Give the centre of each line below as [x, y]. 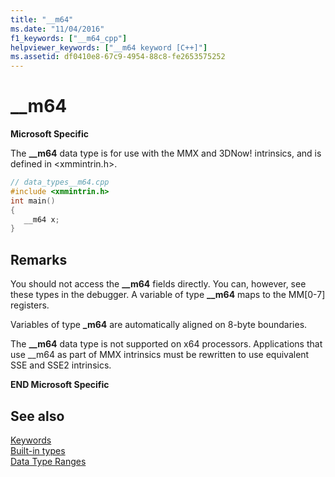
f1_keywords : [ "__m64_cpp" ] [69, 38]
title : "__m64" [42, 19]
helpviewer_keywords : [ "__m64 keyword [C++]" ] [109, 47]
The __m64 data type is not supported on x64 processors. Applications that [166, 344]
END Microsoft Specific [60, 385]
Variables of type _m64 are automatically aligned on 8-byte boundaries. [159, 325]
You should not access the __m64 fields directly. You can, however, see [158, 284]
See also [37, 416]
